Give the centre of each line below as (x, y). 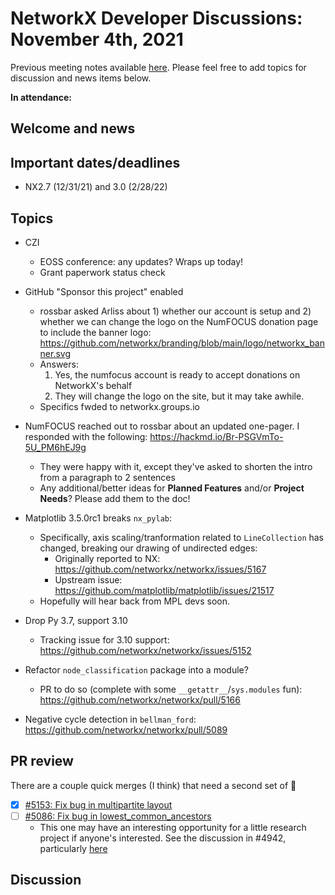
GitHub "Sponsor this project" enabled (104, 291)
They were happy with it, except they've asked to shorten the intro (176, 466)
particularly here (73, 848)
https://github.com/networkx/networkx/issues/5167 (160, 569)
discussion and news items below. (81, 78)
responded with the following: (86, 436)
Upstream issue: (88, 579)
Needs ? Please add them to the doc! (115, 498)
